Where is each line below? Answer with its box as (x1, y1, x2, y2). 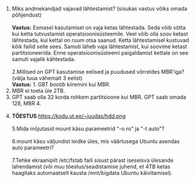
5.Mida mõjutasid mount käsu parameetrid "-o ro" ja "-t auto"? (11, 125, 165, 132)
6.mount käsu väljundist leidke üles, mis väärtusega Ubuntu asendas (11, 138, 180, 145)
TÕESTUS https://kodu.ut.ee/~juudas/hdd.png (11, 112, 126, 120)
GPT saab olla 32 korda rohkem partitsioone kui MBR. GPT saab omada (11, 93, 186, 101)
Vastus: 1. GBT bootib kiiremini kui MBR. (11, 81, 111, 88)
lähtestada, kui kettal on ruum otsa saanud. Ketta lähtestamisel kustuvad (11, 37, 189, 43)
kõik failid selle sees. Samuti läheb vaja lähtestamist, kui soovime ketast (11, 43, 187, 50)
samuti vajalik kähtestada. (11, 56, 76, 62)
